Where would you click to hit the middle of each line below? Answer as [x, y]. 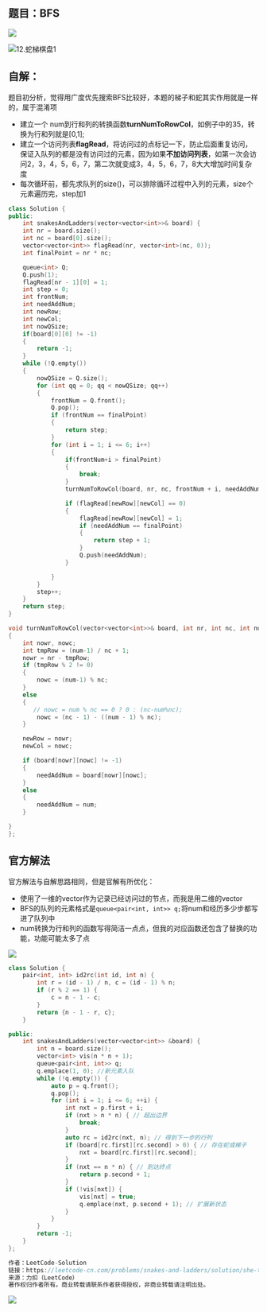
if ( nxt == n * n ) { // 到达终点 [118, 1167]
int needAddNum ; [50, 305]
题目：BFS [34, 14]
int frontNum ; [46, 297]
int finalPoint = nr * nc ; [67, 253]
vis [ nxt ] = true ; [108, 1197]
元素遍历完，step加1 [53, 193]
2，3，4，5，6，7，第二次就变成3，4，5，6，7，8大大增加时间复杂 [139, 164]
